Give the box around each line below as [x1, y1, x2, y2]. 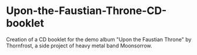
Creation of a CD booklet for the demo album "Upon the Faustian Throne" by [6, 36, 192, 43]
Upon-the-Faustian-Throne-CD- [6, 4, 167, 18]
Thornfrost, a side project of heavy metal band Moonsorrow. [6, 42, 153, 49]
